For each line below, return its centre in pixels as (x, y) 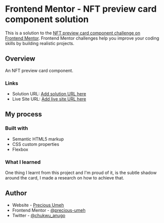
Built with (17, 128)
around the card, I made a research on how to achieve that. (65, 178)
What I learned (23, 162)
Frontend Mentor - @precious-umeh (49, 210)
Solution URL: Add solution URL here (49, 94)
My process (23, 114)
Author (16, 193)
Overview (20, 59)
